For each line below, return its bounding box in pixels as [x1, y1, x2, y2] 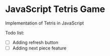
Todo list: [5, 29, 25, 35]
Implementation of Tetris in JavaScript [5, 20, 84, 26]
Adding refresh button [12, 39, 59, 45]
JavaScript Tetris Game [5, 3, 105, 15]
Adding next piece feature [12, 45, 67, 51]
